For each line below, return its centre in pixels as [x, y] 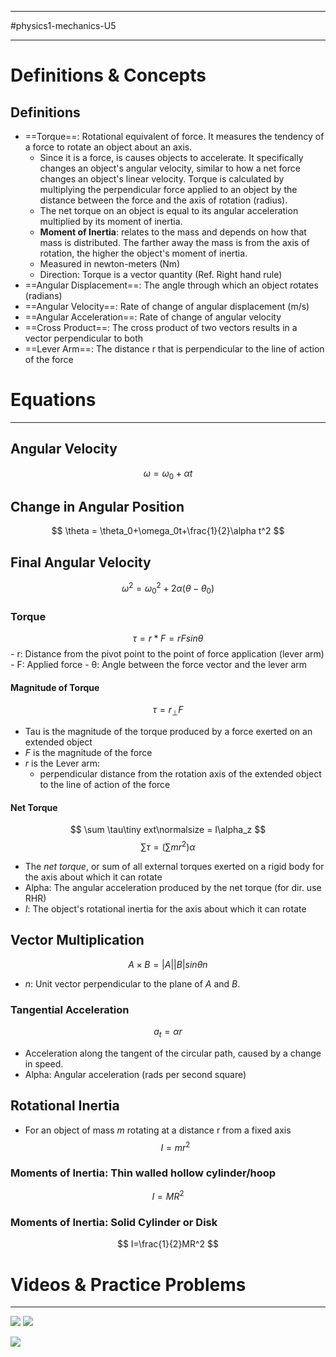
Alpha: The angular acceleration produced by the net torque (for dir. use [173, 887]
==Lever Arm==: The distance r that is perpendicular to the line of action [174, 349]
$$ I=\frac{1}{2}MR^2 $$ [168, 1244]
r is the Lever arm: [62, 763]
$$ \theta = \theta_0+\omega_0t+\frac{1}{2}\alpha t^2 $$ [168, 531]
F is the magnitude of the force [88, 752]
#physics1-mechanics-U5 [63, 25]
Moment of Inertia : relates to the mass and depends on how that [173, 232]
